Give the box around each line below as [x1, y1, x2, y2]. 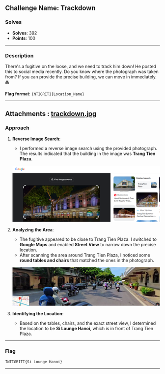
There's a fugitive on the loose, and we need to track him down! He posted [5, 63, 156, 69]
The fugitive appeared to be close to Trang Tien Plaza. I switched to [19, 236, 157, 242]
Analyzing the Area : [12, 226, 54, 232]
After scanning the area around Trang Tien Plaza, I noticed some [19, 252, 151, 258]
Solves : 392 [12, 30, 37, 36]
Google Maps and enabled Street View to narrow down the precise [19, 241, 156, 247]
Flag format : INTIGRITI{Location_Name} [5, 91, 84, 97]
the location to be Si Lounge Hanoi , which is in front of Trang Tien [19, 325, 154, 331]
